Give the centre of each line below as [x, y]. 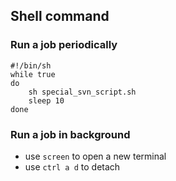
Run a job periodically [64, 45]
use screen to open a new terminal [95, 156]
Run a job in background [70, 134]
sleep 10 [46, 100]
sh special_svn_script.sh [82, 92]
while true [33, 74]
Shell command [60, 16]
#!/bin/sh [31, 65]
